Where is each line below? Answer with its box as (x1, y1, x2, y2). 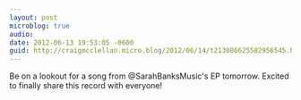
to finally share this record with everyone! (9, 80, 163, 91)
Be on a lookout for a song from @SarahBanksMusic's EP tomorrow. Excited (9, 71, 289, 81)
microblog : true (9, 21, 70, 30)
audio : (9, 29, 34, 38)
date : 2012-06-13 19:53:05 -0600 (9, 37, 134, 47)
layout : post (9, 12, 58, 22)
